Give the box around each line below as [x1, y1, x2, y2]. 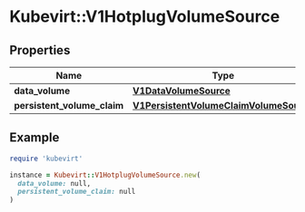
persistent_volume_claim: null [17, 188, 136, 197]
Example [9, 130, 60, 146]
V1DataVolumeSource [132, 84, 231, 97]
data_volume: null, [17, 178, 92, 188]
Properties [9, 43, 71, 58]
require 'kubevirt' [9, 154, 84, 163]
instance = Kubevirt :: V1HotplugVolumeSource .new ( [9, 170, 202, 179]
